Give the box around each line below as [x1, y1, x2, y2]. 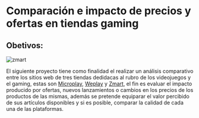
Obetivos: [6, 40, 43, 50]
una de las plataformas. [6, 106, 64, 112]
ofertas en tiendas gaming [6, 17, 139, 30]
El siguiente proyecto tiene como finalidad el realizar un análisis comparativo [6, 68, 194, 75]
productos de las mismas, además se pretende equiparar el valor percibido [6, 93, 190, 100]
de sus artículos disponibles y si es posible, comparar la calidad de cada [6, 99, 184, 106]
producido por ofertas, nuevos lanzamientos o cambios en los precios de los [6, 87, 194, 93]
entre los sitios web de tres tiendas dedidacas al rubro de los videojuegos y [6, 74, 191, 81]
